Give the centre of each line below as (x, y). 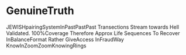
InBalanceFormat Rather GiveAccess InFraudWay (65, 39)
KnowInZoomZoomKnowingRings (46, 46)
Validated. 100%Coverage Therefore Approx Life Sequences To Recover (93, 33)
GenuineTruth (40, 11)
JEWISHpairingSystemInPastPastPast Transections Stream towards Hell (93, 27)
